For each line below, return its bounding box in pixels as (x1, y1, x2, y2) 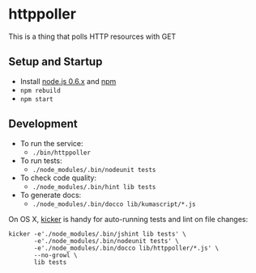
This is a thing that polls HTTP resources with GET (8, 31, 177, 41)
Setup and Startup (8, 55, 103, 69)
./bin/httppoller (32, 149, 92, 157)
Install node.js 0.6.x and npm (19, 76, 117, 86)
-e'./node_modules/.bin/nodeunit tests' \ (33, 237, 180, 245)
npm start (19, 94, 54, 103)
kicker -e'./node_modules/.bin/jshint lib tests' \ (8, 229, 186, 238)
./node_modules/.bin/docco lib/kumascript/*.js (32, 199, 196, 208)
